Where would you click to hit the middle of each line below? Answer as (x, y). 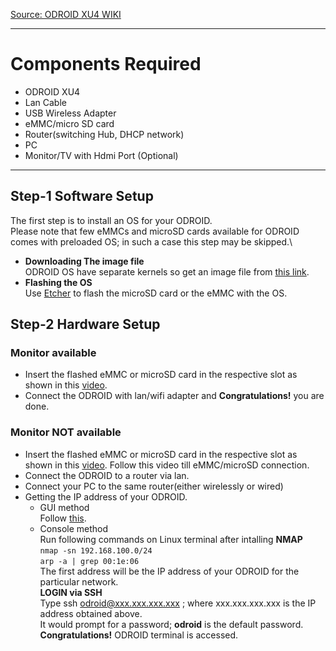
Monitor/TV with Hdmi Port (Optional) (101, 155)
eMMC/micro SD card (69, 123)
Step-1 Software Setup (82, 196)
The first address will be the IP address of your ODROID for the (169, 571)
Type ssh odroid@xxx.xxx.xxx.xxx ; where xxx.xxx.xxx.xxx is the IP (178, 603)
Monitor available (53, 353)
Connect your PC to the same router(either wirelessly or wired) (154, 486)
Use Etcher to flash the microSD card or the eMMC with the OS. (156, 293)
